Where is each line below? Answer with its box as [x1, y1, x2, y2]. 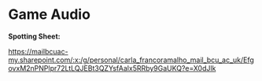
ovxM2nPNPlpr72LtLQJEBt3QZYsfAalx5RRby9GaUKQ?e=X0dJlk [8, 63, 216, 72]
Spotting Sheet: [8, 31, 61, 41]
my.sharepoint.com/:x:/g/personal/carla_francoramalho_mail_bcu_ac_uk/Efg [8, 55, 254, 64]
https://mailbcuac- [8, 46, 68, 56]
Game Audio [8, 6, 90, 24]
